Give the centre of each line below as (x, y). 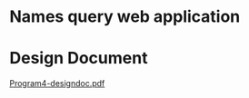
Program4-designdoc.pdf (57, 83)
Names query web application (125, 17)
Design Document (79, 59)
